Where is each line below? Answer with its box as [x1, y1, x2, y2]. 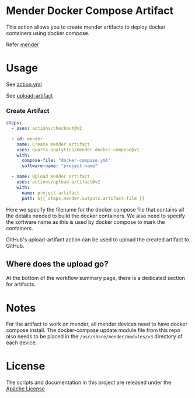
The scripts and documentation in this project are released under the [6, 379, 172, 386]
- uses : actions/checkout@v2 [11, 126, 82, 131]
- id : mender [11, 136, 43, 141]
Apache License [6, 385, 45, 392]
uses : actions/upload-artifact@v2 [16, 179, 100, 185]
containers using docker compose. [6, 29, 90, 36]
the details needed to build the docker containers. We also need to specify [6, 212, 185, 219]
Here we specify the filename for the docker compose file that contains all [6, 206, 184, 213]
